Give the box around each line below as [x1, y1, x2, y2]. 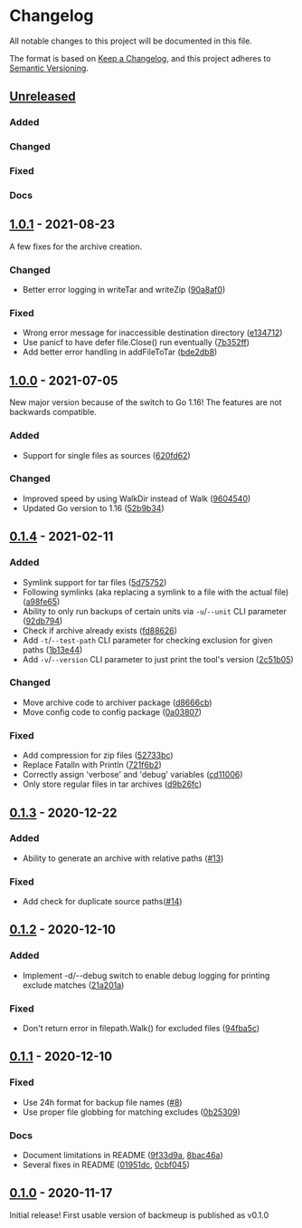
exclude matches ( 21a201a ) [22, 980, 125, 991]
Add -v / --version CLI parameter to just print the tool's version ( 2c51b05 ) [22, 653, 294, 664]
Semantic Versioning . [9, 63, 89, 73]
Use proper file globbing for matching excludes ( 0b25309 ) [22, 1107, 241, 1117]
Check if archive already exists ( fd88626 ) [22, 624, 178, 635]
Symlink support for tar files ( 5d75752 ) [22, 576, 167, 587]
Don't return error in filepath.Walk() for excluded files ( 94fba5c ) [22, 1023, 260, 1034]
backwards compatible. [9, 407, 97, 418]
